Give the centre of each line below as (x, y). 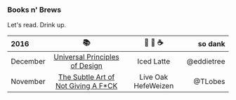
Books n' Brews (34, 10)
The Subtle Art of (87, 77)
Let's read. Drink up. (37, 25)
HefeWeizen (153, 86)
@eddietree (206, 62)
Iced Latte (153, 62)
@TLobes (209, 82)
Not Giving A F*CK (86, 86)
